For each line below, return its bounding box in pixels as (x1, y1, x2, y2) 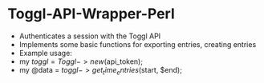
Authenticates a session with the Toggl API (18, 31, 161, 41)
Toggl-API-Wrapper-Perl (7, 5, 175, 23)
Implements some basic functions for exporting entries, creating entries (18, 39, 257, 49)
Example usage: (18, 48, 73, 57)
